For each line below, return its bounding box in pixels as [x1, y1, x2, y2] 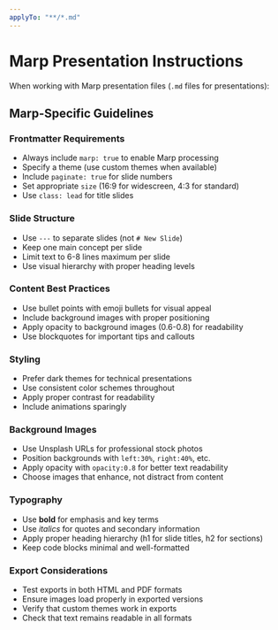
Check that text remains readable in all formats [21, 612, 192, 624]
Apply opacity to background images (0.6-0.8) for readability [21, 321, 244, 332]
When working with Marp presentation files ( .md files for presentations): [9, 81, 270, 91]
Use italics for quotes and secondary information [21, 523, 200, 534]
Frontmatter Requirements [9, 132, 125, 144]
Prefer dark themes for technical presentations [21, 373, 192, 384]
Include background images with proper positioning [21, 311, 210, 323]
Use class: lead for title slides [21, 190, 134, 201]
